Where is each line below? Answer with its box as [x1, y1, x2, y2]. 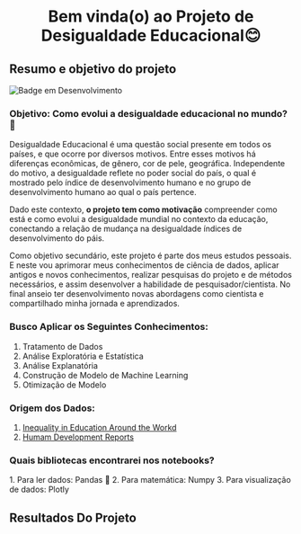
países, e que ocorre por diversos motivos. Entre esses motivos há [9, 148, 256, 159]
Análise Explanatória [22, 360, 99, 370]
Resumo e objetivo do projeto [9, 61, 177, 76]
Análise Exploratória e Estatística [22, 351, 144, 361]
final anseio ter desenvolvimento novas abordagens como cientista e [9, 289, 264, 299]
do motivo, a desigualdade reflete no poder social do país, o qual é [9, 168, 257, 179]
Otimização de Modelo [22, 379, 107, 390]
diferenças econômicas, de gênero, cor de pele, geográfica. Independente [9, 158, 286, 169]
